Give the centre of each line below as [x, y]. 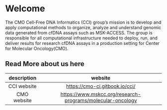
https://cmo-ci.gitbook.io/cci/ [101, 86]
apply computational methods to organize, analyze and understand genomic [83, 27]
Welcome [25, 9]
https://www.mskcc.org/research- [101, 94]
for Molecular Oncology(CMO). [37, 48]
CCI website [22, 86]
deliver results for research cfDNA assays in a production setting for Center [83, 43]
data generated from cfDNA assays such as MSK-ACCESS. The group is [79, 33]
